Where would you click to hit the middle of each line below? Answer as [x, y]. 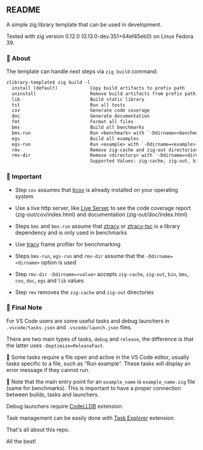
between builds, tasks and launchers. [53, 394]
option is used [59, 262]
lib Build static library [78, 99]
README [23, 10]
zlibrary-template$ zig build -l [48, 83]
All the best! [21, 441]
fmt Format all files [73, 122]
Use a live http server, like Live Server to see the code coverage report [103, 208]
